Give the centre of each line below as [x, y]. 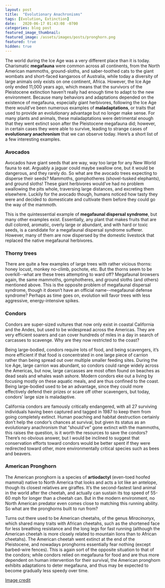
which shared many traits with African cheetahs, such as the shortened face [82, 523]
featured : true [21, 42]
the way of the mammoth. [31, 204]
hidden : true [18, 46]
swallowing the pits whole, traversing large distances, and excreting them [80, 189]
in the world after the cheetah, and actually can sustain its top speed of [77, 493]
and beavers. [18, 453]
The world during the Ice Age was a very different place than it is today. [78, 60]
